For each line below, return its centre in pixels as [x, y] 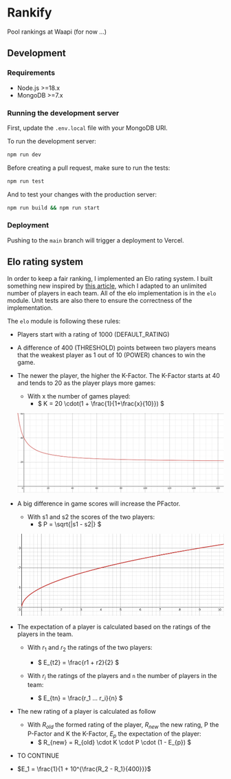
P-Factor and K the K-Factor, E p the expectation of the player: [114, 734]
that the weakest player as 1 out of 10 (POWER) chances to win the [111, 354]
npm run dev [24, 155]
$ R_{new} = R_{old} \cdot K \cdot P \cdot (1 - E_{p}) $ [114, 743]
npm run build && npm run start [53, 207]
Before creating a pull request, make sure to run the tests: [89, 168]
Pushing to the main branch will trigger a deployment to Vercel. [96, 240]
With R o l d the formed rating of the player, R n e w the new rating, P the [123, 725]
